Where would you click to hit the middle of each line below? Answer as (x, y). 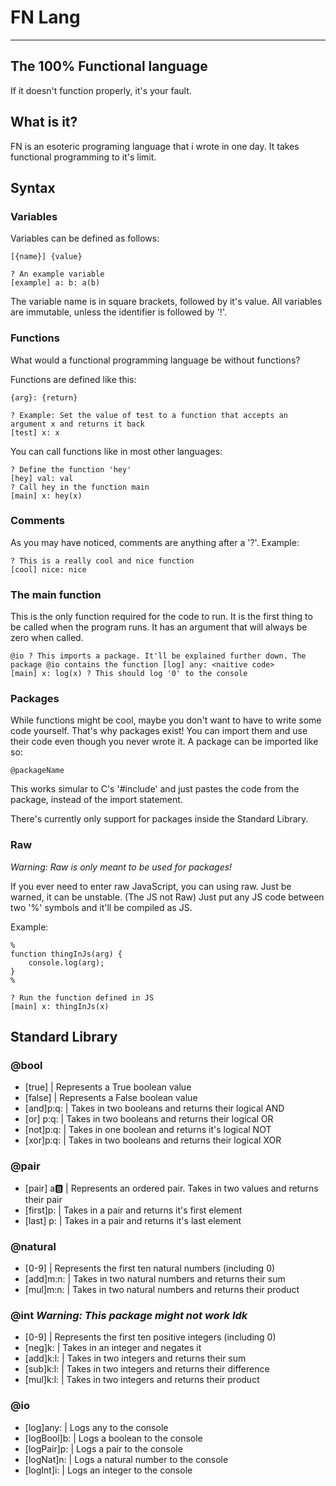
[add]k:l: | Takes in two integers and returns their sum (135, 1358)
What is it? (44, 122)
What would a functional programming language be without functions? (155, 360)
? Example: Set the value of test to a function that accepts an (149, 415)
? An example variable (57, 274)
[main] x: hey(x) (46, 496)
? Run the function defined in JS (82, 997)
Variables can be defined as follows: (85, 238)
